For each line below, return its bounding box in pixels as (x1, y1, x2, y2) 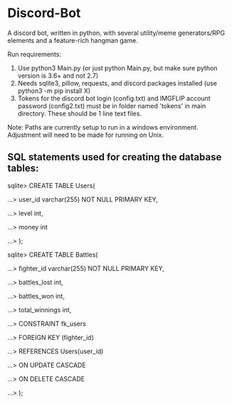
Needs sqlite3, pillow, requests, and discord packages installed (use (17, 78, 217, 87)
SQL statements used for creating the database (7, 151, 222, 163)
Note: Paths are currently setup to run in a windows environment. (7, 123, 199, 131)
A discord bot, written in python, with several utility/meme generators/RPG (7, 29, 226, 37)
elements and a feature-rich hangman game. (7, 36, 139, 44)
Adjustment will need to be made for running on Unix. (7, 130, 164, 139)
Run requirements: (7, 50, 62, 58)
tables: (7, 162, 39, 175)
